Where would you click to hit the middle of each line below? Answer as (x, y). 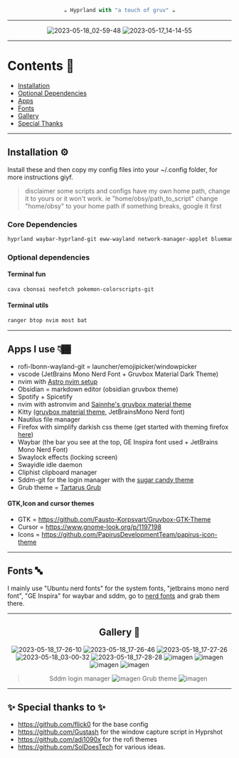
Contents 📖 (41, 66)
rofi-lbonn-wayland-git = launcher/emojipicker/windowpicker (107, 366)
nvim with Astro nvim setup (58, 381)
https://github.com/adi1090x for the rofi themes (87, 740)
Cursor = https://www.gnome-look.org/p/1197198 (90, 527)
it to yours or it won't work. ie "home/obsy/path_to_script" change (121, 198)
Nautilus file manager (49, 419)
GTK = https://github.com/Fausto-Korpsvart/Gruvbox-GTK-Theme (114, 519)
